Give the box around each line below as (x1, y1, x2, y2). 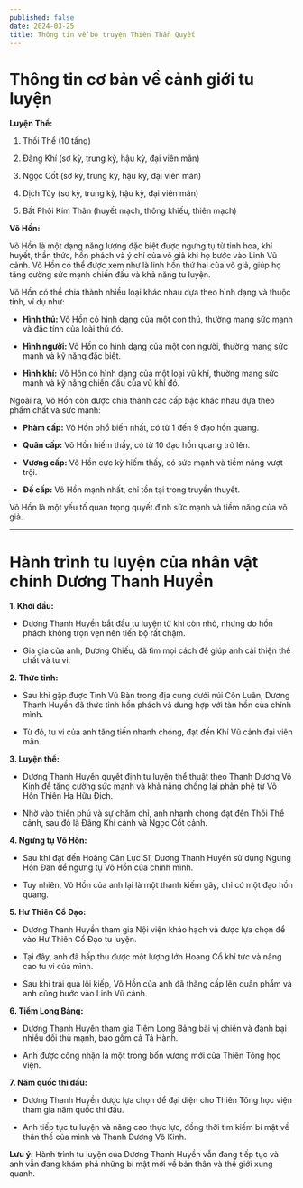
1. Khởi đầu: (9, 601, 54, 612)
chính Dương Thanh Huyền (9, 571, 214, 592)
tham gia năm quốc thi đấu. (22, 1104, 124, 1116)
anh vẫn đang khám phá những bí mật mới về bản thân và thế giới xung (9, 1158, 273, 1170)
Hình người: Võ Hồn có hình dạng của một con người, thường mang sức (22, 341, 289, 352)
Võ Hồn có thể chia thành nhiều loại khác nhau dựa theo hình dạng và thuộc (9, 286, 291, 298)
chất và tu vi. (22, 655, 71, 666)
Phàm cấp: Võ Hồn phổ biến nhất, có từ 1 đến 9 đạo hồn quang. (22, 422, 260, 434)
